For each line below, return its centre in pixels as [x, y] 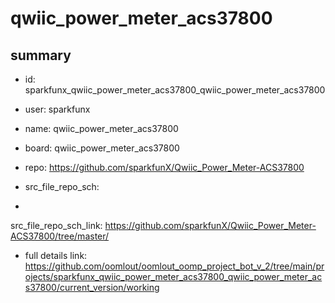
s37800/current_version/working [92, 287]
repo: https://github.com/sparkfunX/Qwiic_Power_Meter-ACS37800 [164, 167]
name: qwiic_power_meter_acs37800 [101, 128]
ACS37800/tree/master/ [60, 236]
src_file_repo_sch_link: [56, 225]
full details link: [56, 255]
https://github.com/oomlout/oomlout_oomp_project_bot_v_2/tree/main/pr [174, 266]
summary [41, 55]
